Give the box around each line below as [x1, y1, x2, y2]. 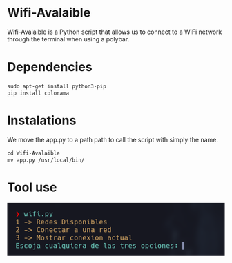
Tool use [7, 179, 57, 195]
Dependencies [7, 59, 93, 75]
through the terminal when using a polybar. [7, 35, 130, 43]
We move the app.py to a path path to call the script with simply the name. [7, 135, 219, 144]
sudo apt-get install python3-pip [7, 83, 107, 90]
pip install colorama [7, 90, 70, 97]
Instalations [7, 113, 77, 128]
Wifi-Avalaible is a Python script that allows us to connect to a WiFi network [7, 28, 222, 36]
